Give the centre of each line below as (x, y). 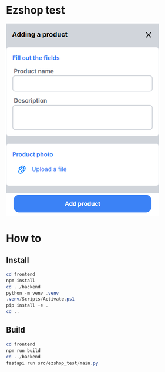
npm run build (23, 350)
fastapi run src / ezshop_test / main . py (52, 363)
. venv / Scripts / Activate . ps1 (41, 299)
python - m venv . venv (33, 293)
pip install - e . (27, 305)
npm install (21, 281)
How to (24, 238)
